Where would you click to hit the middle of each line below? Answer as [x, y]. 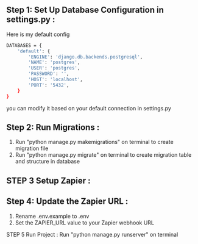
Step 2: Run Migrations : [53, 127]
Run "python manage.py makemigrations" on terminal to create [94, 142]
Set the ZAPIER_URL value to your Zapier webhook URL [84, 223]
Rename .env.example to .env [52, 216]
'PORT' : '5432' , [49, 85]
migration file [32, 148]
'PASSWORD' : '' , [49, 74]
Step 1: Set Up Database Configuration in [85, 10]
